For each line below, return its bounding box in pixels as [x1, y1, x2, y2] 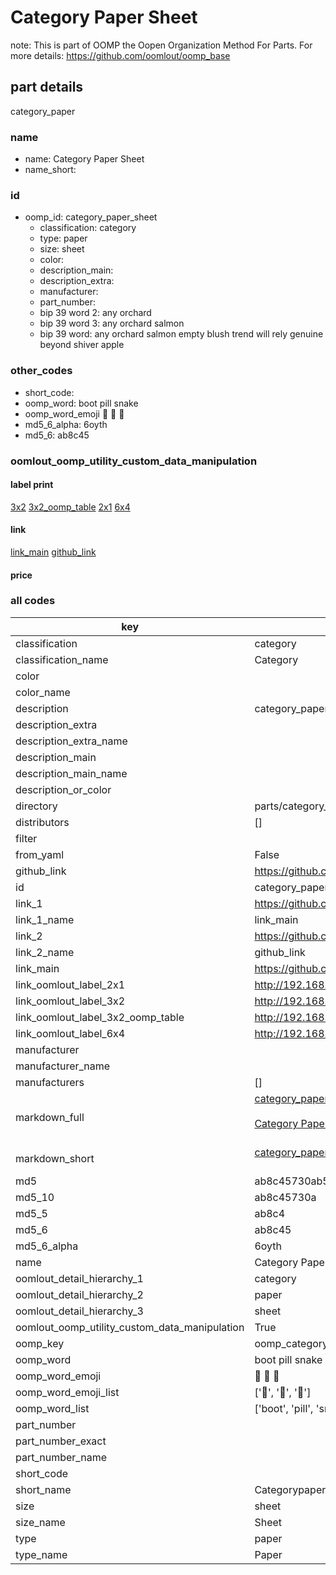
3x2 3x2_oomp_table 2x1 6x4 [10, 501, 131, 513]
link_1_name [15, 912, 75, 926]
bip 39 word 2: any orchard [39, 307, 152, 319]
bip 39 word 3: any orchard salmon [39, 317, 185, 330]
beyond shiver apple [39, 339, 125, 351]
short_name [15, 1482, 72, 1496]
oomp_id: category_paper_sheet [24, 211, 158, 223]
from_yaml [15, 847, 65, 861]
